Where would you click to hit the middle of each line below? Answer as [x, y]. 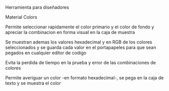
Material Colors [21, 17]
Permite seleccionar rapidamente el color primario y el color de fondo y [80, 27]
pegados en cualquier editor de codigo [46, 53]
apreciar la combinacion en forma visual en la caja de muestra [70, 32]
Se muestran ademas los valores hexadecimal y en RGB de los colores [79, 42]
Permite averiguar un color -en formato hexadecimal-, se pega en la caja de [84, 78]
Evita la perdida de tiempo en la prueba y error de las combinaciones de [81, 62]
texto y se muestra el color [33, 83]
